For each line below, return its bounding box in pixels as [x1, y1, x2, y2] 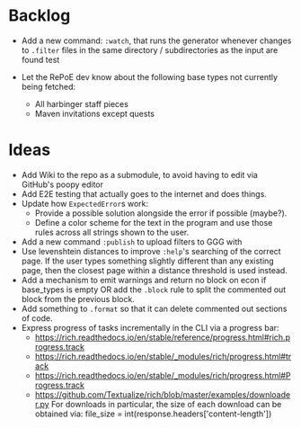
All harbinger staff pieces [34, 98, 129, 109]
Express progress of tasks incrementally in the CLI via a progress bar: [21, 322, 279, 333]
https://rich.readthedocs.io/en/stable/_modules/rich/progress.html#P [34, 370, 291, 380]
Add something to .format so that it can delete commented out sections [21, 303, 288, 314]
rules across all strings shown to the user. [34, 227, 190, 237]
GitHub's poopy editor [21, 179, 104, 190]
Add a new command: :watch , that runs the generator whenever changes [21, 35, 292, 46]
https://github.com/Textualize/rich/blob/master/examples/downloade [34, 388, 291, 400]
